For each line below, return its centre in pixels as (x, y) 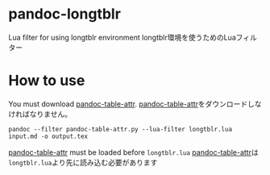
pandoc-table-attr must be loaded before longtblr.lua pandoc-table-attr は (134, 152)
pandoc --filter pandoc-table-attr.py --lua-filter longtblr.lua (120, 129)
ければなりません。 (40, 114)
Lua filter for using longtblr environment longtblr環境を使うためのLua (122, 37)
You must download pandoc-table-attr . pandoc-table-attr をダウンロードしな (135, 104)
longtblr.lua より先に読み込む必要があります (83, 162)
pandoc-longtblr (64, 14)
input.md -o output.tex (48, 136)
